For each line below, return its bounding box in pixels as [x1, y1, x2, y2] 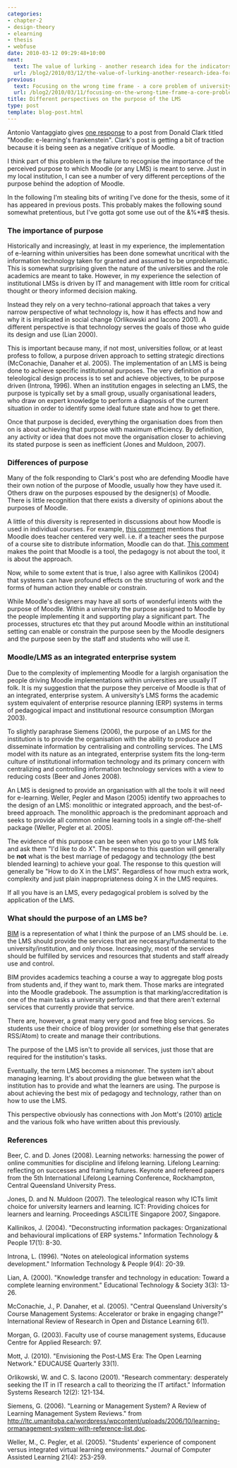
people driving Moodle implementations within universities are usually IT [7, 675, 217, 685]
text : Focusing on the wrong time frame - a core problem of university [13, 83, 232, 90]
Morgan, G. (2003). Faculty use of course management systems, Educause [7, 1331, 226, 1340]
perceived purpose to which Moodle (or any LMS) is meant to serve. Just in [7, 164, 227, 173]
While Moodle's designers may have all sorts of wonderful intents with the [7, 597, 223, 606]
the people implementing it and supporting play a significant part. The [7, 612, 210, 621]
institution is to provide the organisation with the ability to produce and [7, 735, 213, 743]
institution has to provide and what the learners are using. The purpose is [7, 1081, 221, 1090]
